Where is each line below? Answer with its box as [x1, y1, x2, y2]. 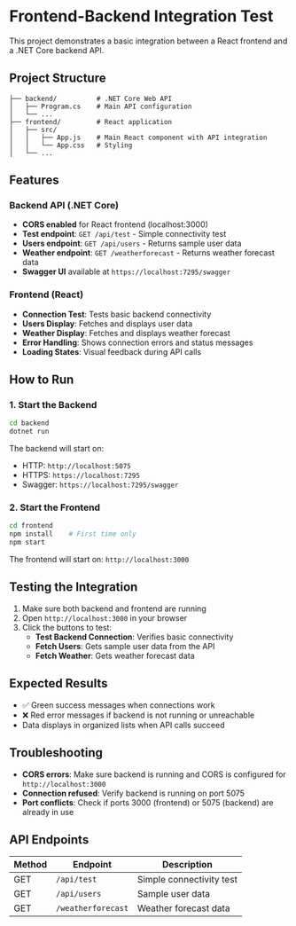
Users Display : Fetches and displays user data [21, 318, 193, 329]
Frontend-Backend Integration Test [9, 6, 274, 27]
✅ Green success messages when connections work [21, 699, 215, 710]
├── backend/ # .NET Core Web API [9, 94, 173, 103]
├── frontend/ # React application [9, 117, 173, 126]
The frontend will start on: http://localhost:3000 [9, 554, 190, 565]
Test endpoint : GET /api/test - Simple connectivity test [21, 229, 227, 239]
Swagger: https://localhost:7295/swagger [21, 479, 179, 490]
